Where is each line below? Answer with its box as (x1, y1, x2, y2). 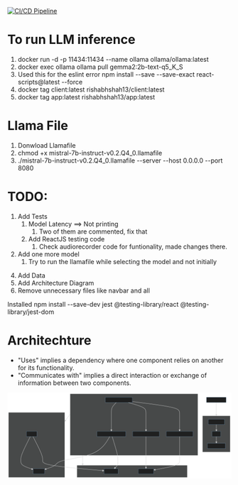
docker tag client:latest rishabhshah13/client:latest (17, 85, 165, 94)
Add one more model (17, 249, 80, 258)
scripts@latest (17, 77, 60, 86)
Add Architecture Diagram (17, 278, 94, 287)
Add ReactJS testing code (28, 234, 105, 243)
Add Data (17, 271, 46, 280)
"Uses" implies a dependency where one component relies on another (17, 356, 224, 364)
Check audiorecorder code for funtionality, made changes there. (38, 242, 227, 251)
